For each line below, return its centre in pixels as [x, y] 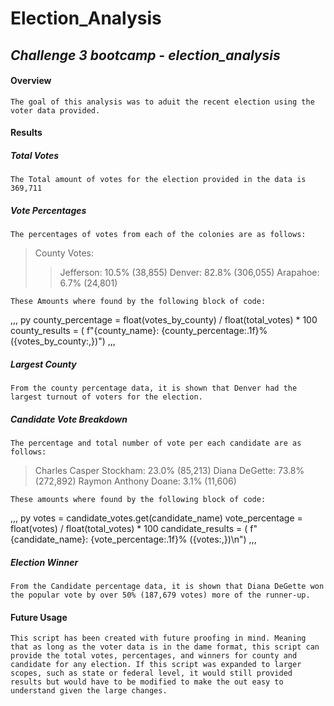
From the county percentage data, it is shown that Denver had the [154, 388]
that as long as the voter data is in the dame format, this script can [165, 647]
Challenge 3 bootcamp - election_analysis [145, 55]
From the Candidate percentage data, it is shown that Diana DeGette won [167, 587]
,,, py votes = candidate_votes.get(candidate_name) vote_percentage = [156, 518]
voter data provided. [55, 110]
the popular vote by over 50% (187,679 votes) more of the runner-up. [160, 595]
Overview [31, 81]
